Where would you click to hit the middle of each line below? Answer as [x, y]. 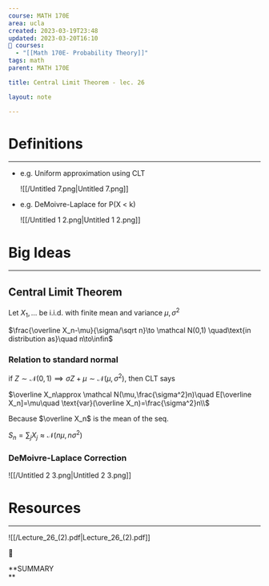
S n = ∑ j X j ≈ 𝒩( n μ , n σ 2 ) [45, 435]
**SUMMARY [31, 569]
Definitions [46, 143]
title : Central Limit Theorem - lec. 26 [77, 82]
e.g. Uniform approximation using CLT [82, 173]
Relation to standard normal [63, 360]
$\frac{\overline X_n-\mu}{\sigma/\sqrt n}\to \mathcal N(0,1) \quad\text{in [130, 330]
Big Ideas [40, 252]
